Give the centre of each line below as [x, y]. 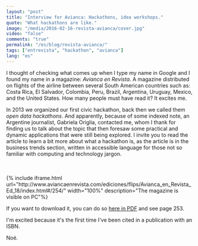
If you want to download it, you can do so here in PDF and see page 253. [95, 208]
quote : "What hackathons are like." [51, 23]
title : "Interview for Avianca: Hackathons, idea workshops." [85, 17]
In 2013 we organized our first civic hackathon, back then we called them [96, 109]
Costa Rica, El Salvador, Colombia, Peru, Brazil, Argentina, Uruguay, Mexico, [100, 92]
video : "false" [25, 34]
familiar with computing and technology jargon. [64, 154]
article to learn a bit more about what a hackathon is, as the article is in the [98, 141]
